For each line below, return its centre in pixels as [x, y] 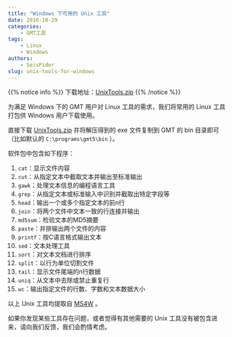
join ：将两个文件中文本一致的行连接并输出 [79, 211]
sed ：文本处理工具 [44, 245]
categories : [25, 26]
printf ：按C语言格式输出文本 [60, 237]
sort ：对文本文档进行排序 [55, 254]
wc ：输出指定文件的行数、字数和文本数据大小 [81, 289]
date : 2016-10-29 [33, 20]
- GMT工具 [33, 33]
